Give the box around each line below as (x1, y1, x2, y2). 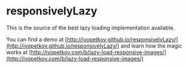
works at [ (6, 48, 31, 55)
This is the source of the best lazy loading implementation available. (6, 24, 175, 31)
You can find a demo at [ (6, 36, 67, 43)
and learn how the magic (120, 42, 183, 49)
